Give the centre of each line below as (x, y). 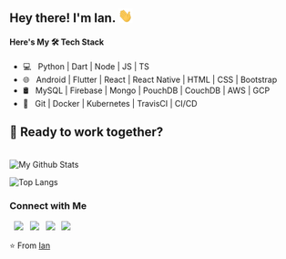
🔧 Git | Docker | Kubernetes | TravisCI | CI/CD (110, 103)
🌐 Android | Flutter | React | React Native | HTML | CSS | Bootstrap (150, 79)
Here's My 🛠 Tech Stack (57, 42)
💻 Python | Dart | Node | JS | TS (86, 66)
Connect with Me (48, 206)
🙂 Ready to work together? (87, 132)
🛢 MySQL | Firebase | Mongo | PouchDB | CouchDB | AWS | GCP (146, 90)
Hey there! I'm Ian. (63, 18)
